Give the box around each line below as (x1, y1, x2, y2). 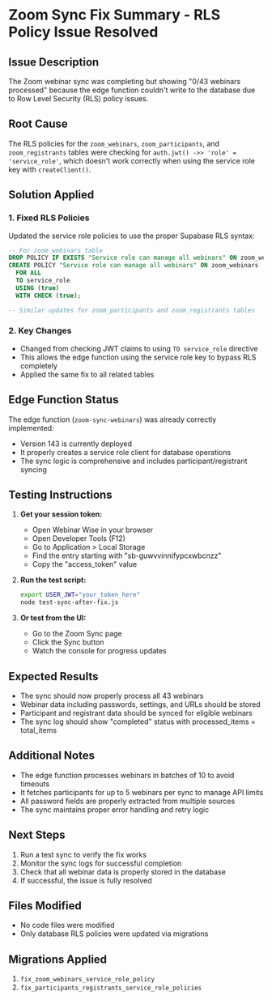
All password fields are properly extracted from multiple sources (19, 796, 236, 806)
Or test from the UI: (19, 613, 87, 623)
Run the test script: (19, 575, 87, 585)
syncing (19, 464, 47, 474)
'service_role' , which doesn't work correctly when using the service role (8, 155, 255, 165)
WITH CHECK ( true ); (15, 291, 82, 300)
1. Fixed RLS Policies (8, 212, 90, 223)
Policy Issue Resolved (8, 23, 159, 41)
